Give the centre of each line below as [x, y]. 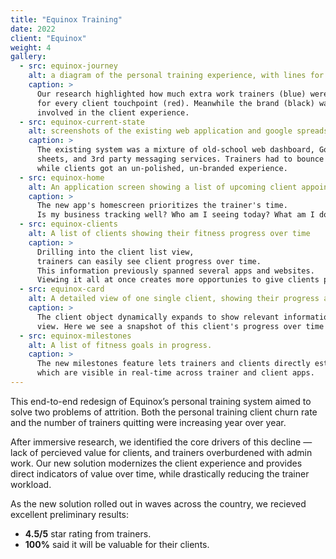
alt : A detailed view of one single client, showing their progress [174, 299]
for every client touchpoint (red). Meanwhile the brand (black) [175, 103]
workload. [31, 484]
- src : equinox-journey [68, 66]
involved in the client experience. [113, 112]
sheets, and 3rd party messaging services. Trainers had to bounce [180, 159]
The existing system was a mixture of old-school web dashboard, [175, 150]
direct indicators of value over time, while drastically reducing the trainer [160, 473]
